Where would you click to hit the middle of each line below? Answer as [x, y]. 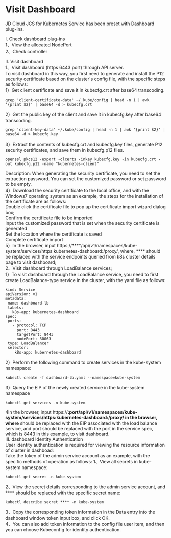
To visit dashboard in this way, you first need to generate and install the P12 [85, 73]
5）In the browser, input [31, 245]
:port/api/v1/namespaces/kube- [103, 412]
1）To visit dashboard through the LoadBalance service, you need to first [82, 274]
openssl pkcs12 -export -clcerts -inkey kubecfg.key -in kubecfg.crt [81, 159]
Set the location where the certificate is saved [54, 234]
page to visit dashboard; [31, 262]
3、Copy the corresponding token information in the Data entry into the [80, 512]
